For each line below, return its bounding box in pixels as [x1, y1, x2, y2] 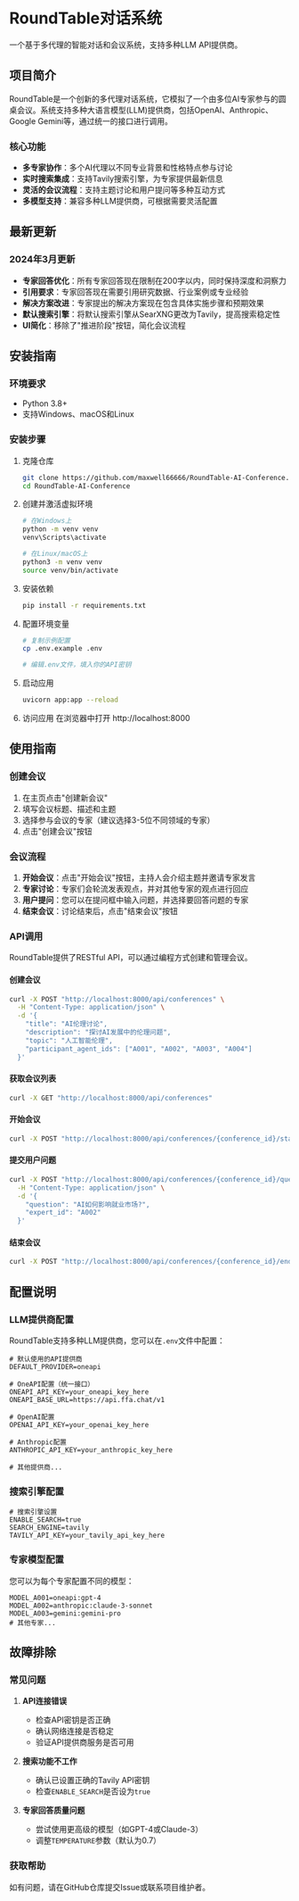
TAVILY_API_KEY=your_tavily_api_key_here [9, 1532, 166, 1540]
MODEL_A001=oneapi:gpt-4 [9, 1593, 101, 1602]
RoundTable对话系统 [9, 8, 163, 29]
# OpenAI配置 [9, 1412, 55, 1422]
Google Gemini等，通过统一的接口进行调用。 [9, 115, 174, 126]
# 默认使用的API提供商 [9, 1354, 83, 1364]
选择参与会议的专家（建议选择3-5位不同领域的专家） [21, 814, 215, 826]
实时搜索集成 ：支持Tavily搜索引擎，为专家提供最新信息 [21, 173, 224, 184]
